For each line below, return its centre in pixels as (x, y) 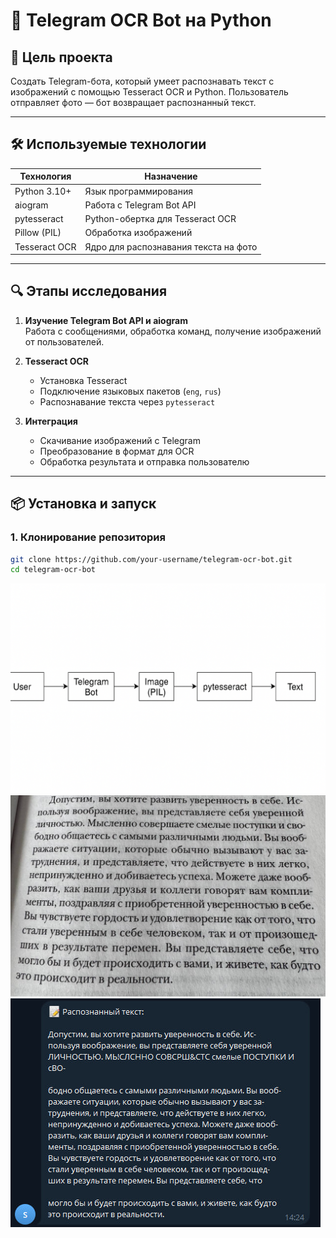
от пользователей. (64, 341)
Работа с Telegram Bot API (140, 205)
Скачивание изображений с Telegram (120, 440)
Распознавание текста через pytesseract (127, 401)
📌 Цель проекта (61, 57)
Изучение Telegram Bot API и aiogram (106, 320)
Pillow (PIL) (38, 233)
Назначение (171, 176)
